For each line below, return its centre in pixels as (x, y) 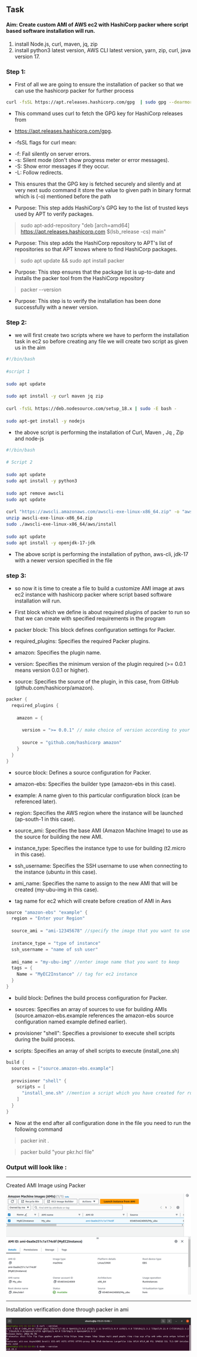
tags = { (22, 968)
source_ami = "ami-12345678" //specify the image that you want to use (101, 931)
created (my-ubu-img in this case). (56, 890)
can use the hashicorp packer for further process (74, 90)
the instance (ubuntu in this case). (56, 872)
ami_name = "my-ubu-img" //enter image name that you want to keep (96, 962)
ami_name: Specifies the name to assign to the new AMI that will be (96, 883)
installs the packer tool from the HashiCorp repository (79, 278)
